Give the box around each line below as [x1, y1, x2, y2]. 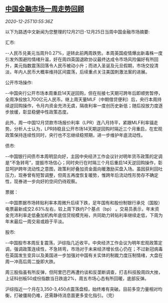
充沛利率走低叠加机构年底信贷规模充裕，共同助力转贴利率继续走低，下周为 [9, 212, 163, 218]
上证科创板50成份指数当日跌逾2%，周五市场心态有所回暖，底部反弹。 [5, 275, 149, 281]
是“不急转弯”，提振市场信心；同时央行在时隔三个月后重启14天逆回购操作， [5, 159, 158, 165]
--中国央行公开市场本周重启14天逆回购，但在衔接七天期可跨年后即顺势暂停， [5, 90, 163, 96]
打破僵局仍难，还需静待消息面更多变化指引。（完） [13, 292, 117, 298]
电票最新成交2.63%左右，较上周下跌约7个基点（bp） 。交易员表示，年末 [5, 206, 155, 212]
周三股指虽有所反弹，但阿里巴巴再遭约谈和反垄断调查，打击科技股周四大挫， [5, 269, 163, 275]
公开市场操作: [5, 79, 33, 85]
